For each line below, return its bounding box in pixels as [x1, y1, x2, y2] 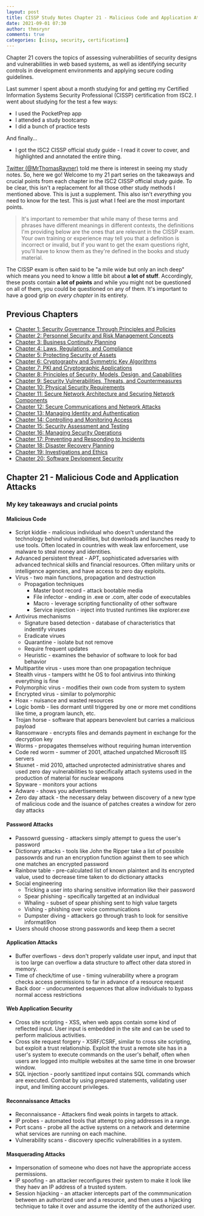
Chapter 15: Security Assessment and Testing [15, 422, 129, 430]
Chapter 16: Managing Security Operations [15, 428, 122, 436]
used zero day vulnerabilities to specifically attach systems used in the [15, 768, 192, 775]
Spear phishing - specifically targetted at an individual [24, 892, 160, 900]
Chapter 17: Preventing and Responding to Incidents [15, 435, 145, 442]
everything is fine [15, 677, 59, 685]
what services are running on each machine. [15, 1130, 127, 1137]
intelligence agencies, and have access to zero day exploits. [15, 567, 166, 575]
